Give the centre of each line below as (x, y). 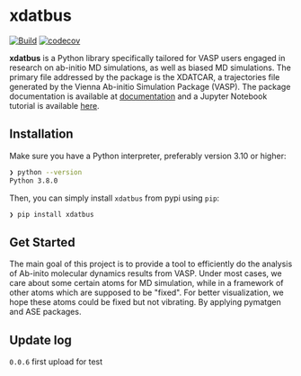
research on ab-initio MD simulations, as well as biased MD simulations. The (150, 67)
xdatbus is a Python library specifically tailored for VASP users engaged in (147, 58)
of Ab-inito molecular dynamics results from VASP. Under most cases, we (146, 273)
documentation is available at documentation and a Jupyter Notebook (138, 96)
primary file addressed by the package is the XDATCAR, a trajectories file (145, 76)
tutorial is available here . (55, 105)
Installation (41, 134)
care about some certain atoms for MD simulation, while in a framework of (146, 283)
